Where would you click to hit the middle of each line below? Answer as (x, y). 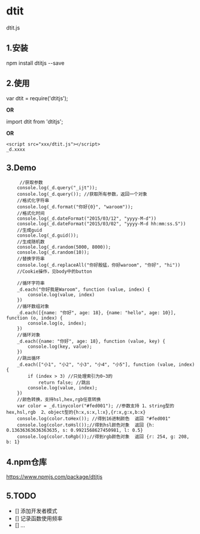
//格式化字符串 (33, 201)
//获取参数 (31, 183)
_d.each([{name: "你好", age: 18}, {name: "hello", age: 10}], (97, 313)
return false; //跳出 (64, 383)
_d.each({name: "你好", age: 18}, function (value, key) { (91, 341)
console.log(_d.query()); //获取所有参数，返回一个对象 (82, 194)
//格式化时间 (31, 214)
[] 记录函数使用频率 (39, 518)
